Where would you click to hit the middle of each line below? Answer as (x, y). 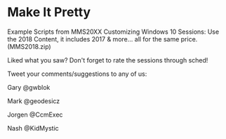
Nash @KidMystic (33, 128)
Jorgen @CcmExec (35, 114)
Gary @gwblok (29, 87)
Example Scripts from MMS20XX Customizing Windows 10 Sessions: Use (113, 32)
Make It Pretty (49, 12)
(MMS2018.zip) (29, 46)
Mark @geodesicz (34, 101)
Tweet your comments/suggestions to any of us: (77, 74)
